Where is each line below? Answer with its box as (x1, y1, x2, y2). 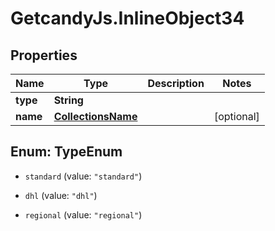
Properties (10, 47, 78, 64)
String (53, 93, 84, 107)
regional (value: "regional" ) (24, 208, 143, 221)
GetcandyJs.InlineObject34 (10, 7, 245, 30)
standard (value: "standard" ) (24, 170, 143, 182)
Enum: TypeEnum (10, 143, 123, 161)
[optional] (213, 110, 260, 123)
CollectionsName (53, 110, 138, 123)
